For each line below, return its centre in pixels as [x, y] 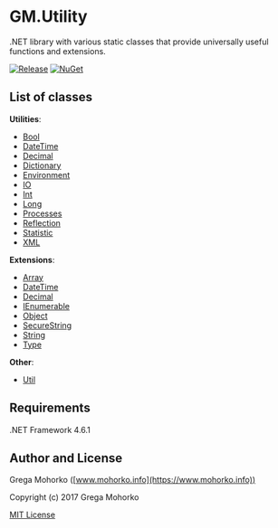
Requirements [50, 408]
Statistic [38, 232]
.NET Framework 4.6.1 [50, 429]
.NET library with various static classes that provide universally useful [139, 42]
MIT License [33, 515]
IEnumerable [46, 306]
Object [35, 316]
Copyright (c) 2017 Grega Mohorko [74, 497]
